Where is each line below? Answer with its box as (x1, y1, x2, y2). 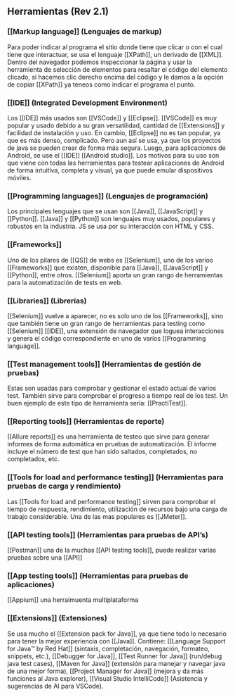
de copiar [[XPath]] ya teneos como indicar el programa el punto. (7, 80, 196, 89)
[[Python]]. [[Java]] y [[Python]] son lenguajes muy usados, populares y (7, 215, 216, 223)
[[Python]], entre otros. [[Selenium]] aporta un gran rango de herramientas (7, 270, 223, 279)
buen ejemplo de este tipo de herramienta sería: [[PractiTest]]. (7, 399, 188, 408)
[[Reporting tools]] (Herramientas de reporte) (7, 417, 165, 427)
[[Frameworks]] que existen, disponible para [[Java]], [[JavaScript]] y (7, 263, 208, 272)
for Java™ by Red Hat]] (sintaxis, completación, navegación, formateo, (7, 644, 210, 653)
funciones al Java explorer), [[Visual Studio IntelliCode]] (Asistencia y (7, 674, 208, 682)
